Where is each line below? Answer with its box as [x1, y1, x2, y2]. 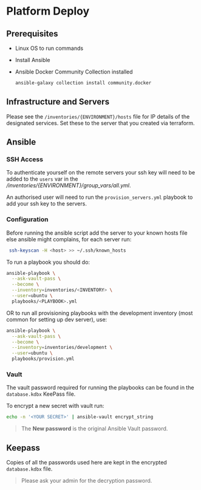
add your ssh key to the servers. [6, 200, 87, 207]
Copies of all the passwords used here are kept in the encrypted [6, 459, 167, 466]
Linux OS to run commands [15, 44, 84, 52]
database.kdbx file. [6, 465, 53, 472]
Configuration [6, 215, 49, 224]
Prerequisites [6, 29, 58, 39]
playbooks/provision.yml [12, 356, 75, 362]
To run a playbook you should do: [6, 258, 90, 266]
